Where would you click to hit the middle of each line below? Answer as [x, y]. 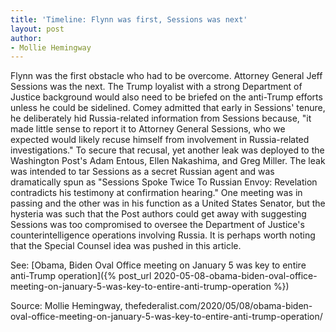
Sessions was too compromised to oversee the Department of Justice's [157, 225]
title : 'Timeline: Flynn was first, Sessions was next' [129, 19]
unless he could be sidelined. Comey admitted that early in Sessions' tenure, [168, 108]
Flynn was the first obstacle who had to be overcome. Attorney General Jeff [166, 76]
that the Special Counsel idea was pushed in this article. [126, 246]
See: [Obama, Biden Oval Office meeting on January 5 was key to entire [158, 265]
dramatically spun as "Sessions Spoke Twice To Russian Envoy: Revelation [164, 182]
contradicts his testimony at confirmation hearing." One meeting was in [156, 193]
